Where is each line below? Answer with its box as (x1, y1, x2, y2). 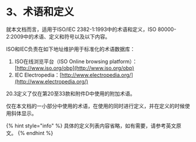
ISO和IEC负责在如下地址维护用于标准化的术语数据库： (6, 45, 135, 53)
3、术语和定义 (6, 5, 75, 19)
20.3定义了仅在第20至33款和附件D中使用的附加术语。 (6, 90, 136, 97)
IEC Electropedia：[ (14, 71, 62, 78)
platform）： (109, 58, 138, 65)
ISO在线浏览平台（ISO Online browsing (14, 58, 108, 65)
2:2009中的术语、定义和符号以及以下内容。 (6, 33, 111, 40)
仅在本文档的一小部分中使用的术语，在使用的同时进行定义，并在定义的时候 (6, 102, 185, 109)
